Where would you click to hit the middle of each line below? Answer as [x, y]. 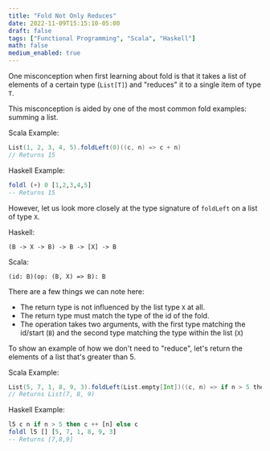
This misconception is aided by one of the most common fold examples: [127, 109]
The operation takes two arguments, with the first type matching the [133, 324]
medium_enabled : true [45, 53]
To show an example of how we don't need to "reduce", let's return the [125, 348]
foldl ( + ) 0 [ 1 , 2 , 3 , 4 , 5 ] [50, 185]
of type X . [24, 216]
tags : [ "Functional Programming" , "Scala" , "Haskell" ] [102, 38]
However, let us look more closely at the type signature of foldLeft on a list [133, 208]
